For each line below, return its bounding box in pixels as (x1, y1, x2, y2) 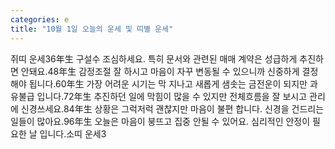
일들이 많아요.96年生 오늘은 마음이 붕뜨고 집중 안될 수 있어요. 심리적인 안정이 (10, 115, 311, 127)
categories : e (10, 14, 70, 25)
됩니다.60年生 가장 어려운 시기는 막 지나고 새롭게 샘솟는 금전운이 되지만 (28, 77, 308, 90)
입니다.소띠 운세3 (39, 127, 107, 140)
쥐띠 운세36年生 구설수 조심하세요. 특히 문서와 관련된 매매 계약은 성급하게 (10, 52, 298, 65)
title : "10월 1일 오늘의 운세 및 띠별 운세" (10, 24, 174, 34)
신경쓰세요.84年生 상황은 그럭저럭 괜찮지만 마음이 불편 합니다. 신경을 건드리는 (20, 102, 325, 115)
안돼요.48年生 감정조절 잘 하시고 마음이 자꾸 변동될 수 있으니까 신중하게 (20, 65, 300, 77)
